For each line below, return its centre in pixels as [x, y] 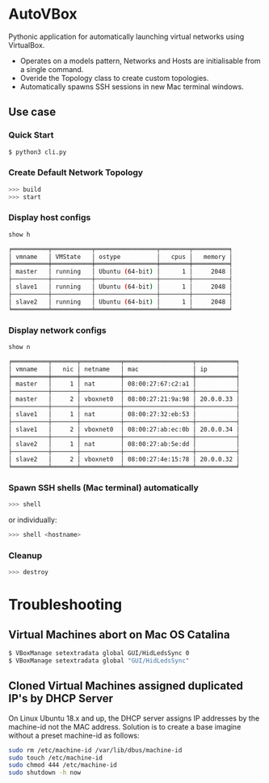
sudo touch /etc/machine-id [56, 758]
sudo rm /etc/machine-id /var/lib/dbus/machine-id [95, 750]
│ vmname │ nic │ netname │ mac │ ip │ [124, 369]
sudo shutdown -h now [45, 773]
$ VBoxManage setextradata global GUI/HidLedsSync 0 [99, 653]
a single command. [52, 69]
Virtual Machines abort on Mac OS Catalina [119, 634]
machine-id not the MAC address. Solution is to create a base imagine [125, 726]
